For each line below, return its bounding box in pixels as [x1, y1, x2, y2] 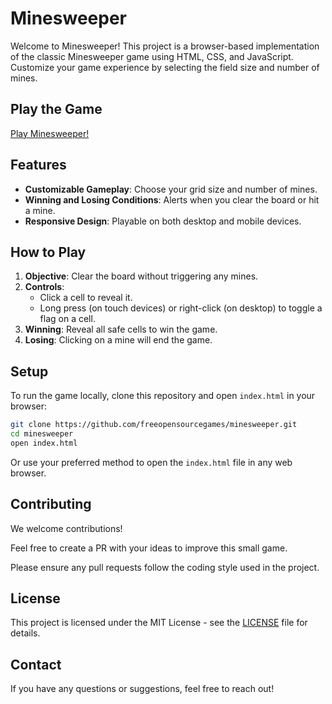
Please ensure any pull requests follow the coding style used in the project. [10, 561, 320, 573]
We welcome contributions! [10, 522, 123, 534]
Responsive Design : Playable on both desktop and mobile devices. [24, 215, 302, 227]
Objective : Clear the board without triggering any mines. [24, 270, 259, 282]
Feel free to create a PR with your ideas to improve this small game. [10, 542, 288, 554]
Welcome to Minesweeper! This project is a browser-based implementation [10, 40, 320, 52]
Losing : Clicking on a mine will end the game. [24, 334, 213, 346]
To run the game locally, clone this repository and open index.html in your [10, 390, 316, 402]
